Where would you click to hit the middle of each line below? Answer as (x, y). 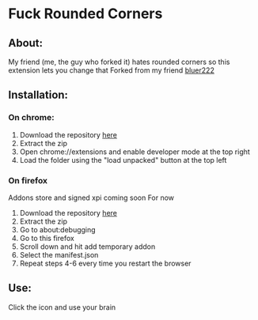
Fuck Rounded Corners (85, 14)
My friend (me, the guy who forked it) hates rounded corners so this (119, 62)
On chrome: (31, 118)
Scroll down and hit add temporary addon (87, 247)
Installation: (38, 95)
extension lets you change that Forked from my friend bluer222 (112, 70)
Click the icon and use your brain (62, 307)
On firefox (28, 180)
